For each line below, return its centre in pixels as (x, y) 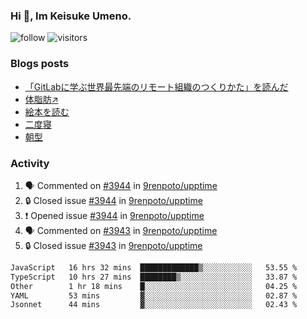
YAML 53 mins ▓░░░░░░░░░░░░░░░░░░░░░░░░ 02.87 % (154, 295)
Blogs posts (40, 64)
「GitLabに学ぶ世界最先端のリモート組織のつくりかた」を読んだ (156, 86)
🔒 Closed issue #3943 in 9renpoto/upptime (113, 245)
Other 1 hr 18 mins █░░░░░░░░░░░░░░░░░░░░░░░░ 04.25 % (154, 286)
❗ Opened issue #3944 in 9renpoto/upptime (114, 215)
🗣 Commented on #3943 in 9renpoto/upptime (121, 230)
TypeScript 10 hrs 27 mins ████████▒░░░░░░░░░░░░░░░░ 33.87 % (154, 277)
